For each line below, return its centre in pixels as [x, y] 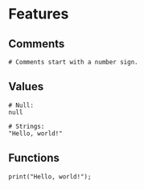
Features [39, 14]
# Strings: [27, 126]
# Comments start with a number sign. [73, 62]
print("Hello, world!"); [50, 177]
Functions [34, 158]
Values [26, 86]
